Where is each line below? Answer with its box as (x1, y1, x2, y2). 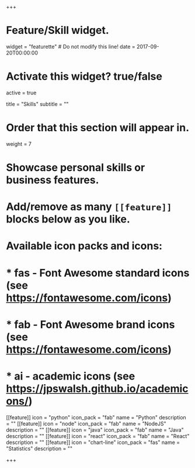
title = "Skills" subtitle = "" (6, 100, 69, 107)
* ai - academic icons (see (6, 370, 135, 382)
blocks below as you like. (6, 213, 130, 226)
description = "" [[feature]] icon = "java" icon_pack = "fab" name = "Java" (6, 426, 184, 433)
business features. (6, 173, 99, 186)
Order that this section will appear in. (6, 121, 190, 135)
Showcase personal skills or (6, 161, 145, 174)
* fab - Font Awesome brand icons (6, 317, 175, 331)
